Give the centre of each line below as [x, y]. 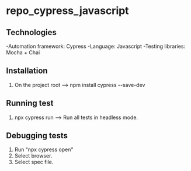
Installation [27, 71]
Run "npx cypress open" [44, 149]
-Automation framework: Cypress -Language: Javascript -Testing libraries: [96, 46]
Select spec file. [34, 162]
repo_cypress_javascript [68, 11]
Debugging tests [37, 136]
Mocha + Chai [23, 53]
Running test [30, 103]
